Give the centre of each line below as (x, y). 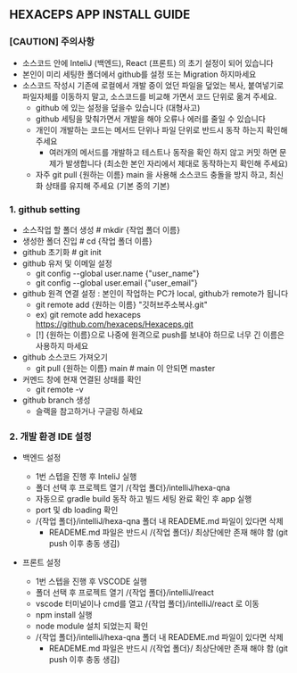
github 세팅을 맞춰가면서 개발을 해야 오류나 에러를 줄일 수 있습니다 (150, 119)
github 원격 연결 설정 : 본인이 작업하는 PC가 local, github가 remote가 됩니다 (155, 293)
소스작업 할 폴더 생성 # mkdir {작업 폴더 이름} (101, 229)
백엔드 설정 (41, 458)
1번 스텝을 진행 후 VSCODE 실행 (91, 582)
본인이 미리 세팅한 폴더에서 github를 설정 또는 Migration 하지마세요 (139, 74)
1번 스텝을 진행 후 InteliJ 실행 (86, 477)
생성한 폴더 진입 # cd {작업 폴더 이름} (87, 241)
